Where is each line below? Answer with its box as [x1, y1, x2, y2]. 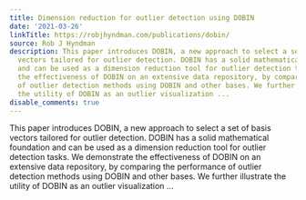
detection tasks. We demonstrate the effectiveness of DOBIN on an [9, 152, 261, 163]
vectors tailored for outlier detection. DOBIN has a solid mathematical [9, 133, 270, 144]
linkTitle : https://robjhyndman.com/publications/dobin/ [9, 30, 230, 39]
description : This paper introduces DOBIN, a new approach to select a [9, 47, 287, 56]
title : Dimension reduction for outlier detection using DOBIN [9, 13, 255, 23]
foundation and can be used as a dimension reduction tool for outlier [9, 142, 267, 153]
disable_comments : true [9, 97, 100, 107]
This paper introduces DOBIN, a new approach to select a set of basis [9, 123, 271, 134]
